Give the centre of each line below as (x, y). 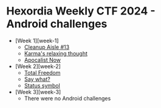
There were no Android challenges (67, 98)
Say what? (37, 79)
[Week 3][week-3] (38, 92)
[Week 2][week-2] (38, 66)
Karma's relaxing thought (56, 53)
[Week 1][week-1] (37, 40)
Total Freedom (42, 72)
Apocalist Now (43, 60)
